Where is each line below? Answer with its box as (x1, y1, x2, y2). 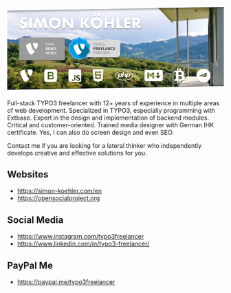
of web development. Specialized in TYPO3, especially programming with (7, 106, 215, 114)
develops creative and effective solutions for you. (7, 149, 147, 157)
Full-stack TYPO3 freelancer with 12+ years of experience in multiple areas (7, 98, 220, 107)
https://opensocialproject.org (16, 194, 100, 202)
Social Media (7, 214, 64, 226)
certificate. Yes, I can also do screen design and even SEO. (7, 128, 174, 136)
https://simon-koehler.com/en (16, 187, 102, 195)
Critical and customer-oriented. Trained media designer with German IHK (7, 120, 214, 129)
